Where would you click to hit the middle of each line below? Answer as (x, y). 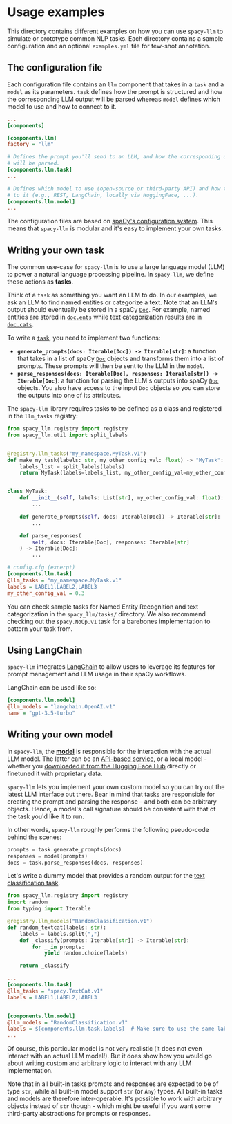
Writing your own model (60, 735)
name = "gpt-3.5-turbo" (41, 713)
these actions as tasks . (40, 282)
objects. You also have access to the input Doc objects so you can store (118, 388)
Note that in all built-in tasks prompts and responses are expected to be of (113, 1084)
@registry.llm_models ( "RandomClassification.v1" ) (80, 921)
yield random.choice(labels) (86, 953)
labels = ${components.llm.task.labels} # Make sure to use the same (111, 1029)
